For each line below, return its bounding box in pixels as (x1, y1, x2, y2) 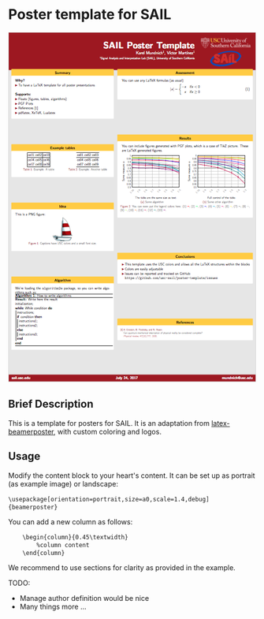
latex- (211, 418, 230, 427)
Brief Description (8, 397, 94, 411)
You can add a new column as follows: (8, 516, 133, 526)
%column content (36, 541, 90, 549)
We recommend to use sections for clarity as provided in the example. (8, 562, 236, 572)
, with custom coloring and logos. (54, 427, 162, 436)
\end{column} (22, 549, 65, 557)
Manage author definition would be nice (19, 593, 150, 602)
